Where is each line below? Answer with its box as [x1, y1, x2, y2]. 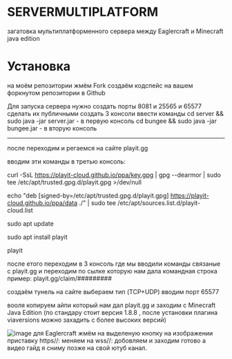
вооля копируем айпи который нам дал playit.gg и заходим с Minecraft [7, 301, 216, 309]
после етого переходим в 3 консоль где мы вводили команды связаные [7, 260, 221, 268]
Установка [7, 59, 71, 75]
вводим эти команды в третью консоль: [7, 157, 126, 166]
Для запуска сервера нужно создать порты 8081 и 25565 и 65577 [7, 101, 202, 110]
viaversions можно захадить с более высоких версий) [7, 316, 167, 324]
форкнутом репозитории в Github [7, 88, 106, 97]
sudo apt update [7, 219, 54, 228]
